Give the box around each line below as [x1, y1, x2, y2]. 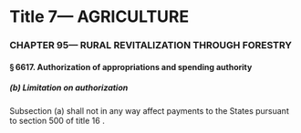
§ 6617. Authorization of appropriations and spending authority [9, 61, 253, 72]
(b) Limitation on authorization [9, 82, 129, 93]
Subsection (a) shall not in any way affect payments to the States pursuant [9, 105, 289, 116]
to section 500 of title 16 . [9, 115, 105, 126]
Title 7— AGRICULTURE [9, 6, 190, 27]
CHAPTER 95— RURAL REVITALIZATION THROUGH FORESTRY [9, 39, 292, 52]
